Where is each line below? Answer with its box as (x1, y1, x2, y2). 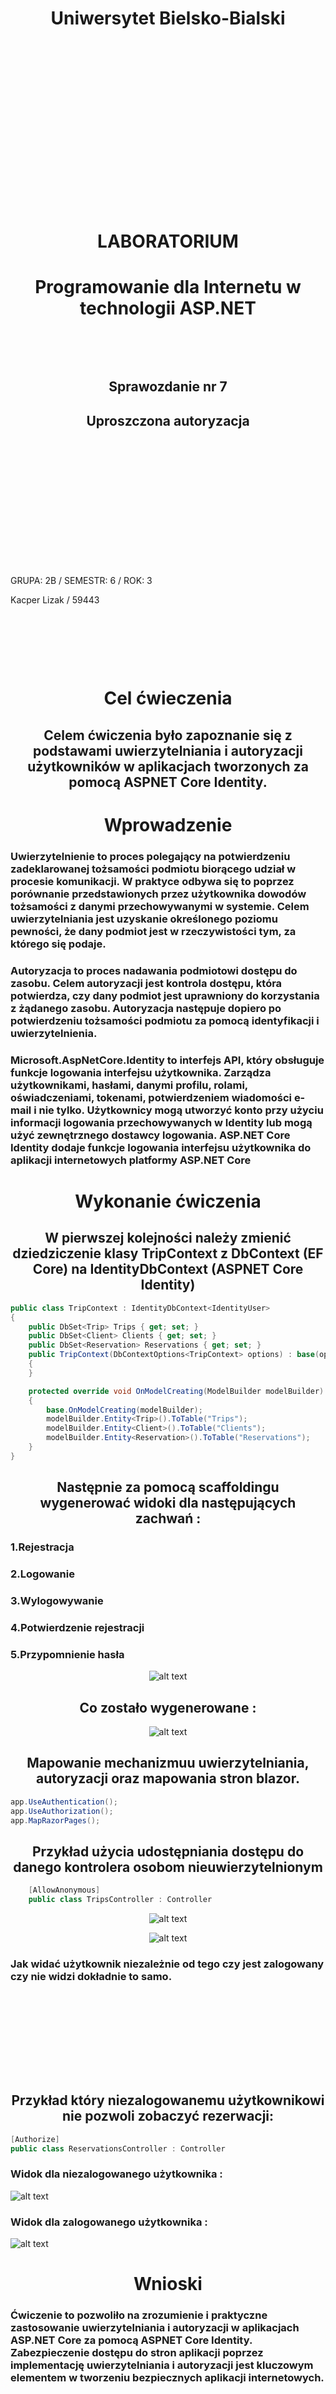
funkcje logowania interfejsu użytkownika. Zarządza (10, 1065, 272, 1079)
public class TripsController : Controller (28, 1895, 213, 1905)
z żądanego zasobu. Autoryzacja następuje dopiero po (10, 1001, 282, 1015)
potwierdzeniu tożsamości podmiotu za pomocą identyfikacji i (10, 1013, 320, 1027)
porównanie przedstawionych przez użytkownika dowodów (10, 887, 307, 901)
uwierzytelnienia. (10, 1026, 98, 1040)
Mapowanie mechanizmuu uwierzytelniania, (26, 1755, 310, 1772)
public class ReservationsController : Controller (10, 2143, 226, 2154)
